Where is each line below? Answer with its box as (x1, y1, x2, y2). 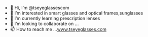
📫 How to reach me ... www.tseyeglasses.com (10, 26, 107, 32)
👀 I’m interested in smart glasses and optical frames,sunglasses (10, 10, 143, 16)
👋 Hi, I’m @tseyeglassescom (10, 5, 69, 10)
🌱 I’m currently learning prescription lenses (10, 15, 100, 21)
